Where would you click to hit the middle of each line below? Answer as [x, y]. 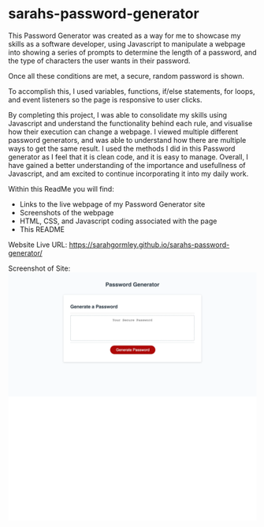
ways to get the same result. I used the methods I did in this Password [122, 148]
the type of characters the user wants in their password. [99, 61]
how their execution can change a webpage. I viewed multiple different [123, 132]
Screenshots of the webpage [67, 212]
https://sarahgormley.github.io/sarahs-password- [149, 245]
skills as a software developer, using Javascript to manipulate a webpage [127, 43]
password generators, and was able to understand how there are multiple [127, 140]
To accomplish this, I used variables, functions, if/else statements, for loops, [132, 91]
